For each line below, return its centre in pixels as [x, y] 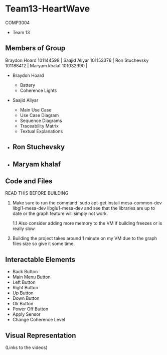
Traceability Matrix [39, 126]
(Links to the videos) [26, 347]
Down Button [26, 298]
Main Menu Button [32, 277]
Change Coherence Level [39, 320]
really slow [24, 228]
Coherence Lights [38, 90]
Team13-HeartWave [48, 9]
